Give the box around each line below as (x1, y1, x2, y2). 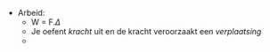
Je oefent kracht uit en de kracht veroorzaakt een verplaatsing (30, 26, 262, 36)
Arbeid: (17, 8, 45, 18)
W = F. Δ (30, 17, 61, 27)
